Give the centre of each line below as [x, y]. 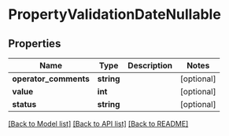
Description [150, 66]
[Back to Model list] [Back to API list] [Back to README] [98, 124]
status [24, 104]
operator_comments [51, 79]
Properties [35, 44]
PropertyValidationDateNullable [115, 15]
